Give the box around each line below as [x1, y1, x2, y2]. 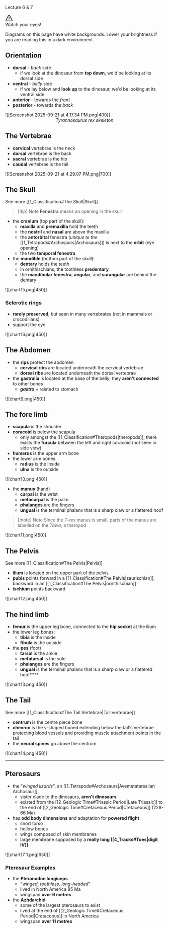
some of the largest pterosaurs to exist [20, 902, 101, 908]
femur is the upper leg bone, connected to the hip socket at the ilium [12, 624, 156, 630]
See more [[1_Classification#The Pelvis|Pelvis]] [5, 560, 103, 566]
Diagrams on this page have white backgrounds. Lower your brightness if [5, 31, 157, 37]
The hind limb [5, 610, 49, 618]
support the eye [12, 322, 46, 328]
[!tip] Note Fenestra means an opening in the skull [17, 208, 122, 214]
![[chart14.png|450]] [5, 750, 48, 756]
